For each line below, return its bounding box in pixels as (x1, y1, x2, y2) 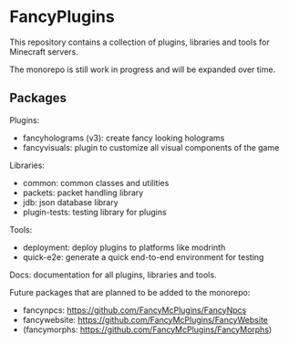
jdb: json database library (22, 196, 119, 207)
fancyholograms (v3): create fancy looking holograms (22, 132, 225, 143)
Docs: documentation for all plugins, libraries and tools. (9, 269, 217, 280)
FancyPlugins (9, 6, 116, 27)
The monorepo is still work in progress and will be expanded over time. (9, 64, 276, 75)
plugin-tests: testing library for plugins (22, 206, 167, 217)
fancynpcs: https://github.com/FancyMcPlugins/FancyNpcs (22, 304, 247, 316)
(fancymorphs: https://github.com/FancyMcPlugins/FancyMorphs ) (22, 324, 273, 335)
